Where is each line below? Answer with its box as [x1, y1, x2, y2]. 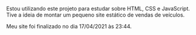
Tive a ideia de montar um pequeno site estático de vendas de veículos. [6, 11, 185, 18]
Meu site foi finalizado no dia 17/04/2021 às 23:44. [6, 23, 132, 30]
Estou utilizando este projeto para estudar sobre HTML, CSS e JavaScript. [6, 5, 190, 12]
